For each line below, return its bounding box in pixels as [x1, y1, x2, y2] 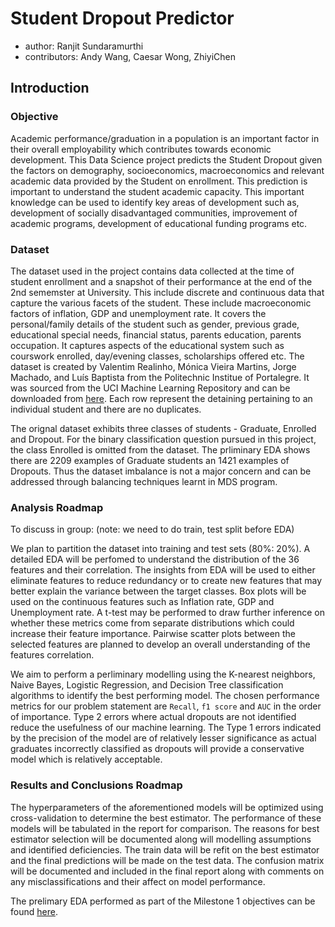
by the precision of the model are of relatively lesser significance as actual [10, 732, 317, 744]
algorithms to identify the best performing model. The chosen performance [10, 690, 320, 702]
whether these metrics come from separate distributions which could [10, 617, 295, 629]
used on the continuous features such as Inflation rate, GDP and [10, 596, 275, 608]
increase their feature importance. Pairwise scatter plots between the [10, 628, 297, 640]
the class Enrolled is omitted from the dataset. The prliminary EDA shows [10, 443, 311, 456]
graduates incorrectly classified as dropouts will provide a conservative [10, 743, 305, 755]
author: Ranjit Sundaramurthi [24, 40, 144, 52]
